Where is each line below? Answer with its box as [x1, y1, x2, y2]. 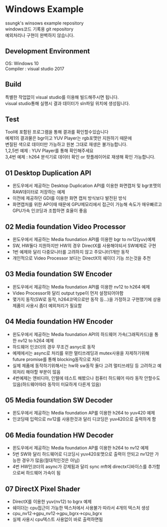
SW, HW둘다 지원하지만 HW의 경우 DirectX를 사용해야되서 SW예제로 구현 [12, 242, 157, 248]
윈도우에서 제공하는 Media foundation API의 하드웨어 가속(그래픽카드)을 [12, 331, 154, 337]
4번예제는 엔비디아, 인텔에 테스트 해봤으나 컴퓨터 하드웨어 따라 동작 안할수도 [12, 375, 161, 381]
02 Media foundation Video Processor [5, 222, 126, 231]
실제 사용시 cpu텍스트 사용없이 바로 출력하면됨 [12, 516, 103, 522]
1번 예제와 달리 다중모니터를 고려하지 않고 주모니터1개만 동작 [12, 249, 130, 254]
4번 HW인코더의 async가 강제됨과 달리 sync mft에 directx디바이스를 [12, 463, 147, 469]
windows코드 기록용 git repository [5, 26, 74, 32]
